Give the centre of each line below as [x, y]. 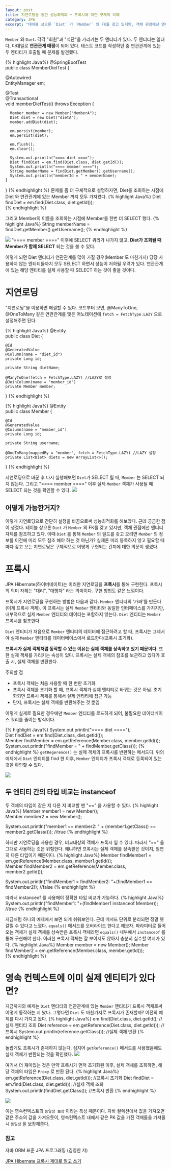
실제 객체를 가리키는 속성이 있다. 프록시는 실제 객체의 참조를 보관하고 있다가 [85, 655]
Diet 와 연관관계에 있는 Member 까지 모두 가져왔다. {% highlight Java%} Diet [83, 197]
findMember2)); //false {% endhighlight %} [50, 887]
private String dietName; [33, 368]
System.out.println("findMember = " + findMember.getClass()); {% [75, 746]
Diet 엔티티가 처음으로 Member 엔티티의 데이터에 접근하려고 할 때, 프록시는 [78, 631]
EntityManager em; [25, 83]
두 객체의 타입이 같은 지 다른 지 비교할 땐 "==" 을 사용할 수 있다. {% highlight [82, 805]
